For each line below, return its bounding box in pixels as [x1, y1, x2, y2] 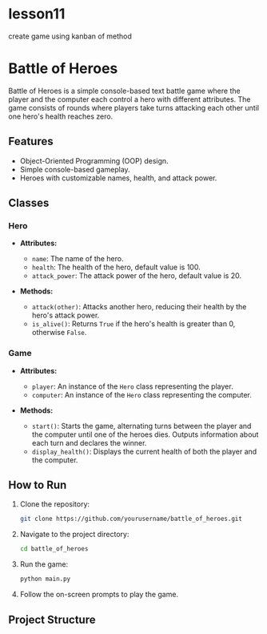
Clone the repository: [19, 499, 90, 509]
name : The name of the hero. [31, 254, 124, 264]
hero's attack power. [31, 310, 100, 321]
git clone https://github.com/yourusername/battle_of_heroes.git [19, 515, 242, 523]
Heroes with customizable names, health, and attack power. [19, 173, 217, 183]
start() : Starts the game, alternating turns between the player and [31, 421, 252, 430]
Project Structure [8, 612, 96, 626]
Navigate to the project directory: [19, 530, 130, 539]
